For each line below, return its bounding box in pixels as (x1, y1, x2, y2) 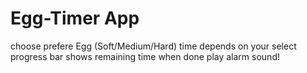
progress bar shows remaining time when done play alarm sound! (10, 50, 280, 62)
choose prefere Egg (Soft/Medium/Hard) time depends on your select (10, 40, 297, 52)
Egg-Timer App (10, 7, 140, 30)
